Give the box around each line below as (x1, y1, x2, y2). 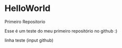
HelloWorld (4, 3, 51, 14)
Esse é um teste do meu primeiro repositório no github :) (4, 28, 118, 34)
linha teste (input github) (4, 37, 54, 43)
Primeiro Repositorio (4, 19, 46, 24)
